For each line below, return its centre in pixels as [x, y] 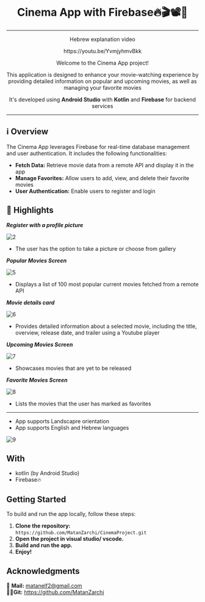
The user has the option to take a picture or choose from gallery [95, 248]
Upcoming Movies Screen [40, 344]
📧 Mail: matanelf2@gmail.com [44, 586]
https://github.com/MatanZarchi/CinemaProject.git [81, 533]
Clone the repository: [43, 526]
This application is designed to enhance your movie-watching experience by [103, 74]
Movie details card [31, 302]
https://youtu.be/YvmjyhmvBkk [103, 51]
